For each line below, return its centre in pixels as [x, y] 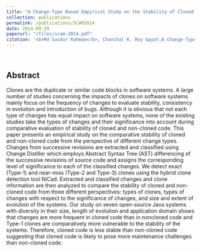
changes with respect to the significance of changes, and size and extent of [100, 198]
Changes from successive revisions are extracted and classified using [92, 147]
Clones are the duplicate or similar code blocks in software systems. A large [100, 90]
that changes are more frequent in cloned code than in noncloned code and [100, 217]
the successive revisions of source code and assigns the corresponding [95, 160]
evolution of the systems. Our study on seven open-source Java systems [96, 204]
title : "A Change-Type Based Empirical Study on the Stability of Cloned [100, 12]
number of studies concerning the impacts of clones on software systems [97, 96]
